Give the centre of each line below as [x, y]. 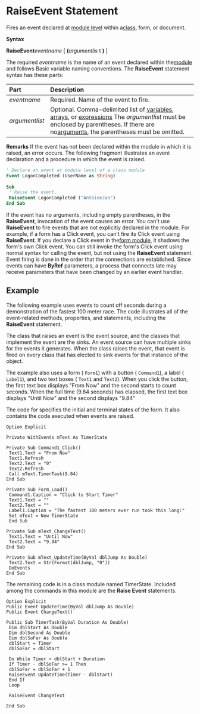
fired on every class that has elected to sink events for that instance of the [97, 355]
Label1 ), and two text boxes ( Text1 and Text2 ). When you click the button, [97, 379]
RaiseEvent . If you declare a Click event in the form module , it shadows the [98, 241]
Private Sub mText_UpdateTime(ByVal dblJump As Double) [77, 557]
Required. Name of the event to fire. [100, 100]
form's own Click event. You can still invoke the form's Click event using [94, 247]
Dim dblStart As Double [38, 627]
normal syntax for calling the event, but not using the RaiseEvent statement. [100, 253]
